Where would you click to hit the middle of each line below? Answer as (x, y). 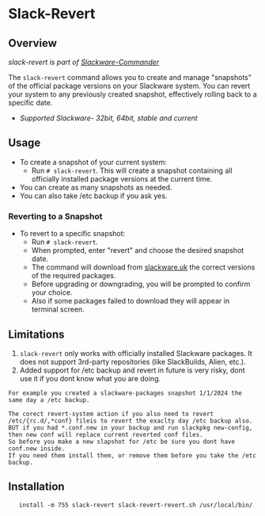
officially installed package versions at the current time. (122, 178)
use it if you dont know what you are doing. (90, 378)
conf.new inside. (37, 449)
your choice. (52, 292)
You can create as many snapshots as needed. (96, 187)
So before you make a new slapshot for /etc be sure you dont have (122, 441)
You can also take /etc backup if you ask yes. (93, 196)
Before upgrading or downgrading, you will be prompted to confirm (141, 284)
